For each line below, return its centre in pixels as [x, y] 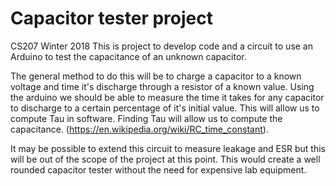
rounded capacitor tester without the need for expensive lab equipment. [158, 169]
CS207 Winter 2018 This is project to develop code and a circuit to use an [162, 46]
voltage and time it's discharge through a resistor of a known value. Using [162, 86]
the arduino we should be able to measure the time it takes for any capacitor [167, 97]
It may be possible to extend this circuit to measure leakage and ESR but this [168, 148]
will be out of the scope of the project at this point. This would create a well [165, 159]
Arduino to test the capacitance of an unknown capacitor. [128, 56]
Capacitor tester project [111, 18]
